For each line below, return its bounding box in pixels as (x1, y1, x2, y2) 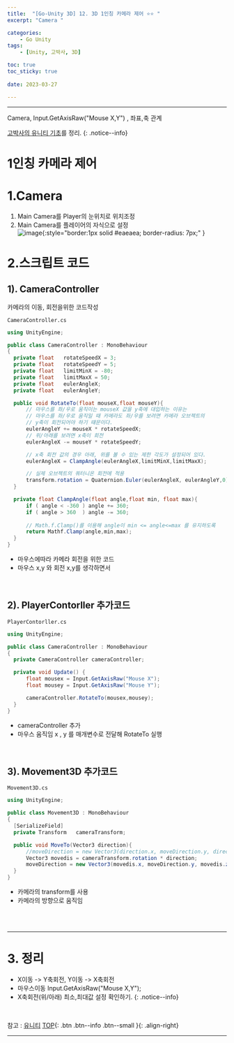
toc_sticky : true (7, 68, 58, 75)
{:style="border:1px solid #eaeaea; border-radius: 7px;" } (42, 228, 205, 237)
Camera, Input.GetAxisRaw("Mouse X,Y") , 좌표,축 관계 (7, 113, 162, 122)
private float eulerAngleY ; (13, 387, 101, 394)
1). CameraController (7, 284, 100, 296)
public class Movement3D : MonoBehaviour (7, 810, 130, 817)
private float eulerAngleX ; (13, 380, 101, 388)
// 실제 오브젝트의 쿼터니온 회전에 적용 (25, 470, 125, 477)
